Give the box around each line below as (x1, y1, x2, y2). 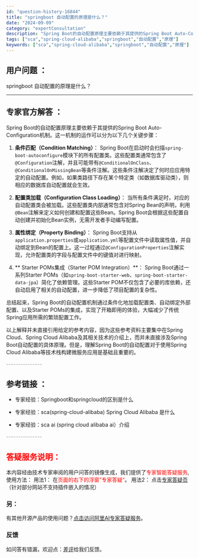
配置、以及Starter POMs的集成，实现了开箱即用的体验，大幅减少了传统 (6, 306, 179, 313)
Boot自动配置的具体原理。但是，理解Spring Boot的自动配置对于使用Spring (6, 341, 187, 348)
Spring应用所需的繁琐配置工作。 (6, 314, 85, 321)
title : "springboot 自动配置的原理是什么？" (6, 14, 108, 20)
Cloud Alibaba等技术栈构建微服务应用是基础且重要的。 (6, 349, 139, 356)
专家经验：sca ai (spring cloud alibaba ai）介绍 (14, 421, 130, 428)
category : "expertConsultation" (6, 25, 86, 32)
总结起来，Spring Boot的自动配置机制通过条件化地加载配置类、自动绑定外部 (6, 299, 191, 306)
